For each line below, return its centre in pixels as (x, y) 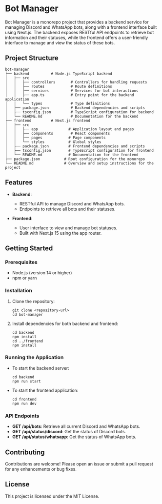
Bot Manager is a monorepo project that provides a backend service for (77, 22)
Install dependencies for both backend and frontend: (65, 323)
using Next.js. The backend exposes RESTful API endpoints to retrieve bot (80, 32)
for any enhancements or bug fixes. (41, 469)
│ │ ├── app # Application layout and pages (70, 129)
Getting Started (29, 248)
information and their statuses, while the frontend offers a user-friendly (77, 38)
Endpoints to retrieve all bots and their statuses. (67, 209)
